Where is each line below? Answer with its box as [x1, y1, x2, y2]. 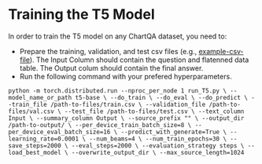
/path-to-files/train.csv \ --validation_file [50, 100, 206, 108]
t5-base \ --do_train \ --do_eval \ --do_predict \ [75, 93, 248, 101]
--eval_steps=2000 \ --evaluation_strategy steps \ [71, 141, 245, 150]
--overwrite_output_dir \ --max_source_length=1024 [71, 148, 245, 156]
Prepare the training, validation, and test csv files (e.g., [19, 46, 197, 56]
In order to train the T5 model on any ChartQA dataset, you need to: [8, 31, 227, 41]
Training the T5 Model [8, 5, 155, 24]
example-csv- [198, 46, 244, 56]
